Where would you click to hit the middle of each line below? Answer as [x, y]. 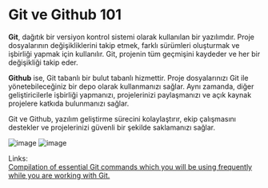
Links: [18, 158]
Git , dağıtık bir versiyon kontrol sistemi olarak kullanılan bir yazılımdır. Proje [131, 37]
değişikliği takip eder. [43, 62]
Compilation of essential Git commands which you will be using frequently [130, 166]
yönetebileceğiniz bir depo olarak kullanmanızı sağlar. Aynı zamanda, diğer [131, 86]
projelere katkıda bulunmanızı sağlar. [69, 103]
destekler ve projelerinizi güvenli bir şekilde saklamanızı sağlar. [112, 127]
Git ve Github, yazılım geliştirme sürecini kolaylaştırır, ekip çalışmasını [122, 118]
